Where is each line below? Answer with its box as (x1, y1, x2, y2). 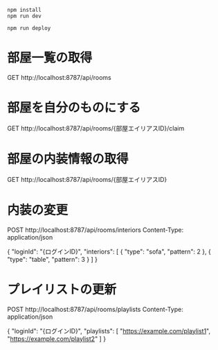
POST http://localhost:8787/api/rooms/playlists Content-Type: (7, 305, 183, 313)
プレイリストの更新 (7, 281, 117, 297)
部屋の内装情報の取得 (7, 151, 129, 167)
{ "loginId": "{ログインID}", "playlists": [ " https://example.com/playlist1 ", (7, 326, 211, 335)
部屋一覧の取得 (7, 50, 93, 66)
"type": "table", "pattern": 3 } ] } (7, 255, 98, 263)
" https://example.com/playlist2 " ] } (7, 334, 106, 343)
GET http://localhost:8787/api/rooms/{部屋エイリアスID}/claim (7, 124, 185, 132)
